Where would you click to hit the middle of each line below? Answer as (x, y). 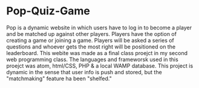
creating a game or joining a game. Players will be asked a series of (90, 40)
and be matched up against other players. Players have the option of (92, 34)
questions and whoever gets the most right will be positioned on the (91, 47)
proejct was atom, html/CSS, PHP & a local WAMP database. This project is (100, 66)
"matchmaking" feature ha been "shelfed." (59, 78)
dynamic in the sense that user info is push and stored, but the (84, 72)
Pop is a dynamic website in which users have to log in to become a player (99, 28)
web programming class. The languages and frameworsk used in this (92, 59)
